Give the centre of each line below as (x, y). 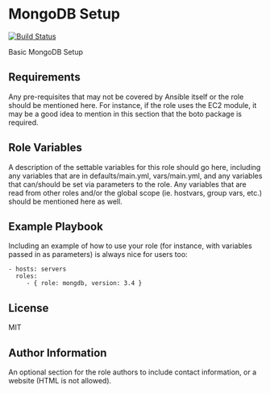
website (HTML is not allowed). (60, 381)
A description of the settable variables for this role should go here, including (135, 167)
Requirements (44, 77)
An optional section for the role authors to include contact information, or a (133, 372)
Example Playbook (56, 226)
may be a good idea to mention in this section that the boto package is (125, 114)
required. (23, 122)
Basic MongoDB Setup (46, 52)
